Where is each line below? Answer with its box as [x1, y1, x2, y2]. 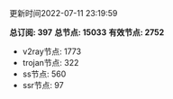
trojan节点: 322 [22, 58, 79, 67]
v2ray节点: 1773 [22, 46, 82, 57]
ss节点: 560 [22, 68, 67, 79]
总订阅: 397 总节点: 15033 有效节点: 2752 [9, 27, 165, 38]
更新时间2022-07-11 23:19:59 [9, 8, 118, 18]
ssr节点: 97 [22, 80, 65, 90]
